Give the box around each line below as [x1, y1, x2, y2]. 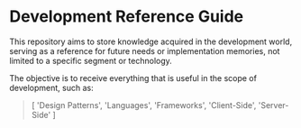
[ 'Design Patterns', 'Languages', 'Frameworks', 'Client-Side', [31, 99, 257, 110]
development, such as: [9, 82, 94, 93]
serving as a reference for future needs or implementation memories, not [9, 45, 280, 56]
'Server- [258, 99, 289, 110]
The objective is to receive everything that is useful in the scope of [9, 72, 257, 83]
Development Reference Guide [9, 6, 244, 27]
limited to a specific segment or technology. [9, 55, 173, 66]
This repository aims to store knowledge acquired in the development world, [9, 36, 293, 47]
